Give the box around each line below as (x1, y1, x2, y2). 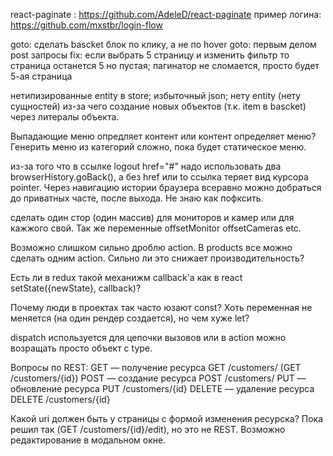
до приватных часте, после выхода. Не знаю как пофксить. (10, 192, 264, 204)
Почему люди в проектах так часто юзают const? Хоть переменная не (10, 302, 313, 313)
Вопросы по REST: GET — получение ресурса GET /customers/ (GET (10, 362, 302, 373)
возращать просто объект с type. (10, 342, 153, 354)
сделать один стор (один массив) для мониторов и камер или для (10, 212, 295, 223)
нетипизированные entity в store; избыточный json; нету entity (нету (10, 90, 302, 101)
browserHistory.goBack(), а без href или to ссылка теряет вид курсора (10, 171, 309, 183)
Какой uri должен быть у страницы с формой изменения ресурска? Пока (10, 413, 324, 424)
